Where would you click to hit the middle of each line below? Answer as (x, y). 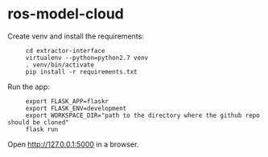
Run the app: (29, 87)
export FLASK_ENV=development (76, 108)
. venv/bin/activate (60, 65)
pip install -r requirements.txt (81, 72)
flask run (42, 129)
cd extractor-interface (65, 50)
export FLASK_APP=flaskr (67, 101)
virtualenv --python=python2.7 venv (87, 58)
